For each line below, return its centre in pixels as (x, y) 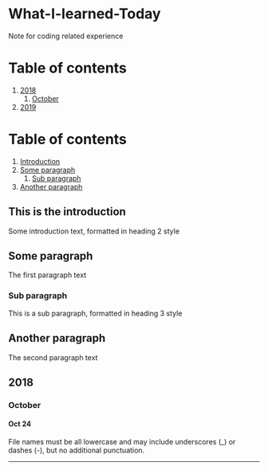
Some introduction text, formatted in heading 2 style (94, 231)
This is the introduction (67, 212)
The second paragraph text (53, 357)
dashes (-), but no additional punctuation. (77, 450)
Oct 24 (20, 424)
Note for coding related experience (66, 36)
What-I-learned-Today (85, 14)
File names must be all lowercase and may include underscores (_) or (122, 442)
